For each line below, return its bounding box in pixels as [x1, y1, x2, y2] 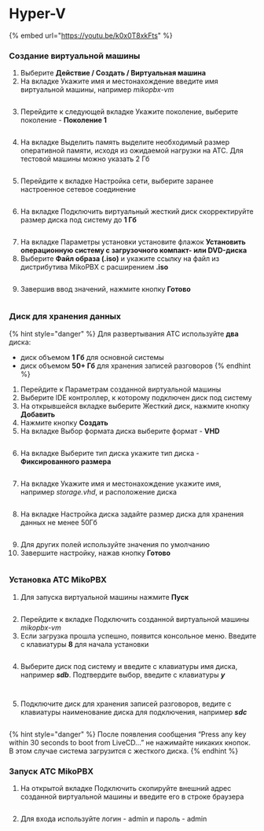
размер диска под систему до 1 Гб [20, 215, 137, 225]
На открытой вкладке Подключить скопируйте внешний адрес [20, 784, 232, 793]
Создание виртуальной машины [9, 50, 141, 61]
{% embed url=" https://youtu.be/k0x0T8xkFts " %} [9, 31, 174, 40]
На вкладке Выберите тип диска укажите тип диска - [20, 448, 200, 458]
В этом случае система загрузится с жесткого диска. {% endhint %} [9, 746, 239, 756]
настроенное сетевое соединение [20, 185, 137, 194]
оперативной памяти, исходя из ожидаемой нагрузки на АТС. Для [20, 146, 244, 156]
